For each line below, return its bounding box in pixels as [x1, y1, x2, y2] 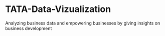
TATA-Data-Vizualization [5, 3, 111, 15]
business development [5, 25, 52, 31]
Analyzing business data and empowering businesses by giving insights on [5, 20, 160, 26]
